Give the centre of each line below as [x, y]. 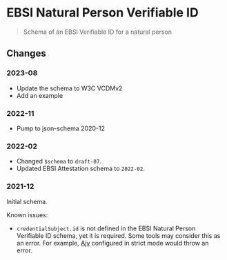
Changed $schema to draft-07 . [59, 161]
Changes [26, 53]
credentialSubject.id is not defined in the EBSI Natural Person [106, 228]
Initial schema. [27, 201]
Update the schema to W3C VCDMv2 [69, 88]
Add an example [40, 95]
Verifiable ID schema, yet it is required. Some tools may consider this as [118, 235]
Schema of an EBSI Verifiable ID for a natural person [98, 32]
